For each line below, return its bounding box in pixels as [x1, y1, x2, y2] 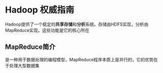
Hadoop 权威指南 [5, 4, 74, 15]
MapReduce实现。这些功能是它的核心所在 [5, 27, 90, 33]
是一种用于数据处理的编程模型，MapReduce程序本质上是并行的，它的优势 [5, 57, 154, 62]
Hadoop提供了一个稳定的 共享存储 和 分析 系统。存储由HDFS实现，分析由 [5, 21, 148, 27]
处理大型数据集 [9, 62, 40, 68]
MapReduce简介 [5, 43, 56, 51]
